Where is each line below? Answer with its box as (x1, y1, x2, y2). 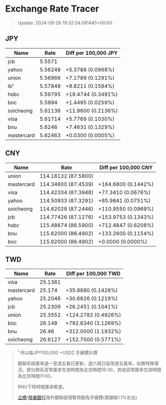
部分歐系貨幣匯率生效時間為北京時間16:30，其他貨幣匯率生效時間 (26, 367, 161, 373)
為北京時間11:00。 (17, 373, 55, 379)
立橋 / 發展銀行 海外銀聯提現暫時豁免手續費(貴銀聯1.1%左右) (17, 394, 137, 400)
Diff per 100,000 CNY (99, 164, 153, 171)
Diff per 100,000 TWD (66, 270, 121, 277)
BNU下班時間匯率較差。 (17, 384, 67, 390)
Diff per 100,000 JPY (65, 49, 118, 56)
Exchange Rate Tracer (5, 3, 100, 15)
